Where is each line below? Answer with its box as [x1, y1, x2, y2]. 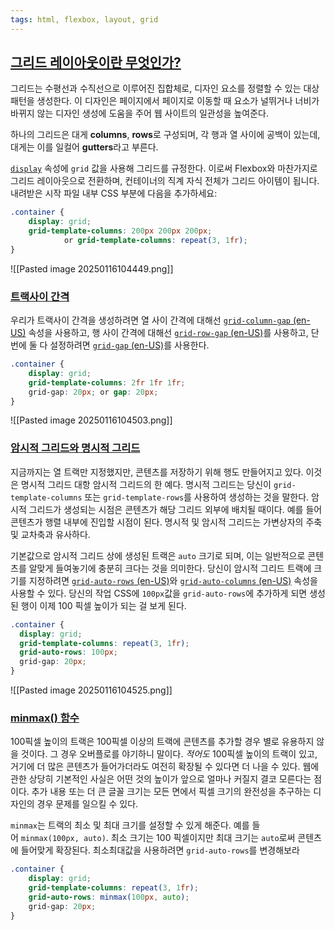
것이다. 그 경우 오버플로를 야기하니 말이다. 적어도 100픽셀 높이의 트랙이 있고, [20, 748, 318, 760]
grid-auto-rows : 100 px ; [19, 647, 118, 658]
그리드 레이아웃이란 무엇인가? [10, 54, 182, 71]
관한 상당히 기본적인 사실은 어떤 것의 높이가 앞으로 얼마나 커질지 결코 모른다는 [10, 773, 312, 785]
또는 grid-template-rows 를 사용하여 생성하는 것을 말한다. [84, 491, 310, 503]
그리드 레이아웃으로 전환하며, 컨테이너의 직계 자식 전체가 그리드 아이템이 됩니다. [10, 175, 320, 187]
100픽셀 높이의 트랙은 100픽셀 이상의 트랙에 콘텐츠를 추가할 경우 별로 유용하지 [10, 736, 315, 748]
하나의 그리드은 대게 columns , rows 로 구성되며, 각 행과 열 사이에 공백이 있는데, [10, 129, 321, 141]
